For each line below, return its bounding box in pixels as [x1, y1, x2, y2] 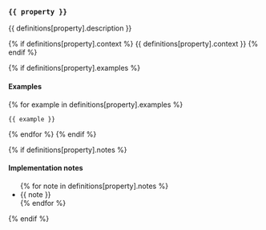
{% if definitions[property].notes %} [8, 145, 127, 154]
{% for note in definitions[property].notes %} [19, 181, 169, 191]
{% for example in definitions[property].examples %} [8, 100, 183, 109]
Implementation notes [8, 163, 83, 173]
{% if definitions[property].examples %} [8, 64, 141, 73]
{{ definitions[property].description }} [8, 23, 132, 33]
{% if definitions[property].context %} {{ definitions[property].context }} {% [8, 39, 259, 49]
